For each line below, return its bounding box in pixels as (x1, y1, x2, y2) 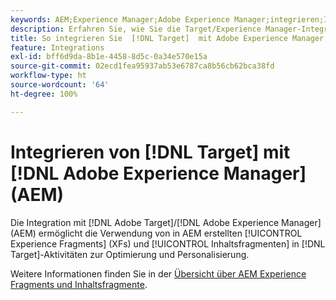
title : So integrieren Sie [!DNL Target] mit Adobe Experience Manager (10, 33, 325, 43)
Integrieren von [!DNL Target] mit (10, 141, 291, 163)
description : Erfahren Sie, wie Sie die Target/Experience (10, 24, 262, 34)
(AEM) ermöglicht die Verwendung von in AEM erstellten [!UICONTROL (10, 227, 303, 239)
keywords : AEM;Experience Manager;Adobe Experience (10, 14, 230, 25)
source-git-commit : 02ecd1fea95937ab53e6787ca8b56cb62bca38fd (10, 61, 275, 71)
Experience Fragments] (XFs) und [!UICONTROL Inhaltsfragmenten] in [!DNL (10, 237, 326, 250)
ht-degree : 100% (10, 89, 78, 99)
